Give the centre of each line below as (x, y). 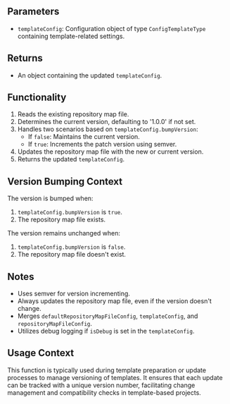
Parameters (33, 12)
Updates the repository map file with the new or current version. (110, 152)
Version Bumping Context (65, 182)
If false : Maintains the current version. (84, 137)
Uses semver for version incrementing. (74, 294)
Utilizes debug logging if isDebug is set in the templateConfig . (106, 331)
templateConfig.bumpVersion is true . (70, 212)
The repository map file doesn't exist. (72, 255)
